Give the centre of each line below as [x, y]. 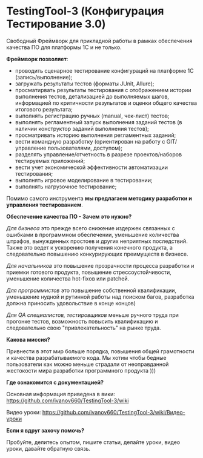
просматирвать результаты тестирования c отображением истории [103, 90]
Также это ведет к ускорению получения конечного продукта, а [89, 247]
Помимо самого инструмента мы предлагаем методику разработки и [99, 198]
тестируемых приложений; [50, 161]
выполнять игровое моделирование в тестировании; [84, 180]
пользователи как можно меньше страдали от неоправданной [88, 364]
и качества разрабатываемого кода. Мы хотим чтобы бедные [86, 357]
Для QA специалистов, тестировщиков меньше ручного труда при [92, 315]
